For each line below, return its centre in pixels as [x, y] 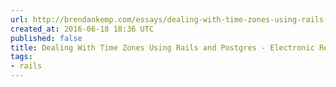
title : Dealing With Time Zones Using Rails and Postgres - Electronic [162, 47]
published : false [46, 38]
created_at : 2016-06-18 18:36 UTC [82, 29]
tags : [21, 57]
